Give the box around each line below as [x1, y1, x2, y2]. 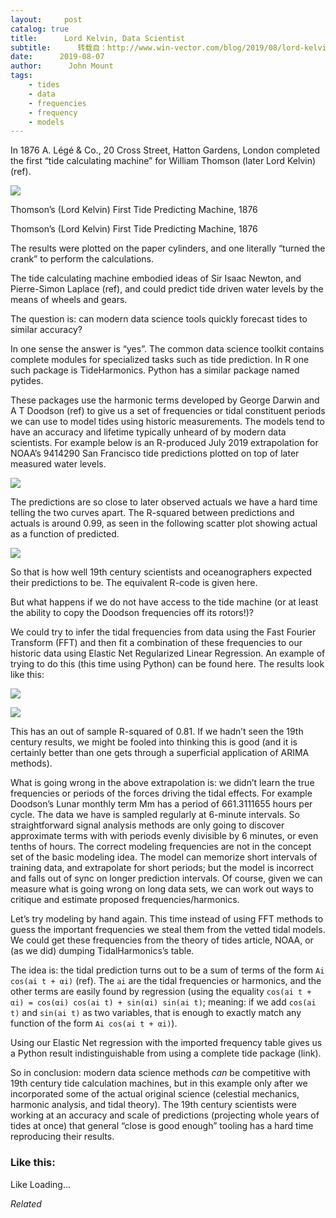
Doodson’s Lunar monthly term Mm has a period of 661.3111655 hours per [10, 798, 313, 810]
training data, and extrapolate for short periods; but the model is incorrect [10, 862, 314, 874]
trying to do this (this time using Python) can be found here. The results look [10, 658, 325, 670]
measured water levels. [10, 458, 107, 470]
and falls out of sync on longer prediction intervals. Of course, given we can [10, 872, 323, 885]
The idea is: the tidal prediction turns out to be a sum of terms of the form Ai [10, 964, 325, 976]
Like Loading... [10, 1178, 72, 1190]
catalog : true [10, 24, 70, 34]
